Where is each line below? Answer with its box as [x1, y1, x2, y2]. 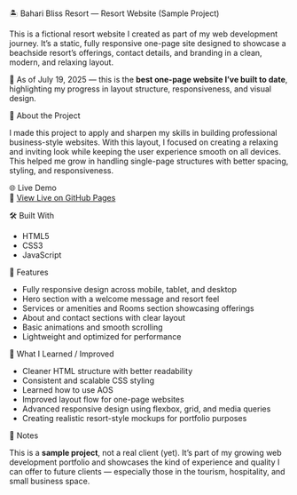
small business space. [9, 475, 90, 486]
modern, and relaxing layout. [9, 57, 113, 68]
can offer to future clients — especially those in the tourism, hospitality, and [9, 467, 285, 476]
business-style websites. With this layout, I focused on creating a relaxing [9, 137, 278, 148]
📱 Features [9, 267, 49, 277]
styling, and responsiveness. [9, 165, 114, 176]
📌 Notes [9, 430, 39, 441]
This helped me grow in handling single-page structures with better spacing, [9, 156, 289, 166]
